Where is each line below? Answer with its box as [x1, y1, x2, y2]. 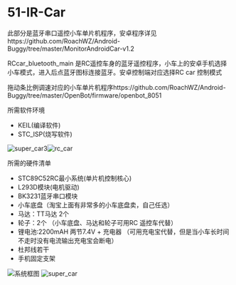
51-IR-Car [7, 4, 66, 21]
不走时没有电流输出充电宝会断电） [17, 236, 118, 244]
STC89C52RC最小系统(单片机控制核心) [17, 174, 132, 182]
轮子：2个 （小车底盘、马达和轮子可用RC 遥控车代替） [17, 218, 178, 227]
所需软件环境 [7, 105, 45, 114]
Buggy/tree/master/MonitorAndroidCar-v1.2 [7, 44, 135, 53]
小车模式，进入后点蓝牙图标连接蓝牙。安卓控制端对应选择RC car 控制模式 [7, 68, 222, 76]
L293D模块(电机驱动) [17, 182, 80, 191]
